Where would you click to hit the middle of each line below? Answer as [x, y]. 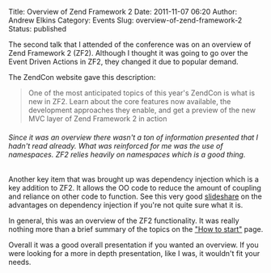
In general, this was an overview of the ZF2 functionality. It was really [124, 220]
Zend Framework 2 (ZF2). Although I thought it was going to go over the [128, 53]
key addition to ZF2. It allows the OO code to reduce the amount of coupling [135, 188]
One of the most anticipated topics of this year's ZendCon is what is [142, 93]
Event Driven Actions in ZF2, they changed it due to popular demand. [123, 61]
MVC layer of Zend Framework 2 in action [97, 119]
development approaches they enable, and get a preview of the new [142, 110]
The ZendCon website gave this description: [82, 77]
